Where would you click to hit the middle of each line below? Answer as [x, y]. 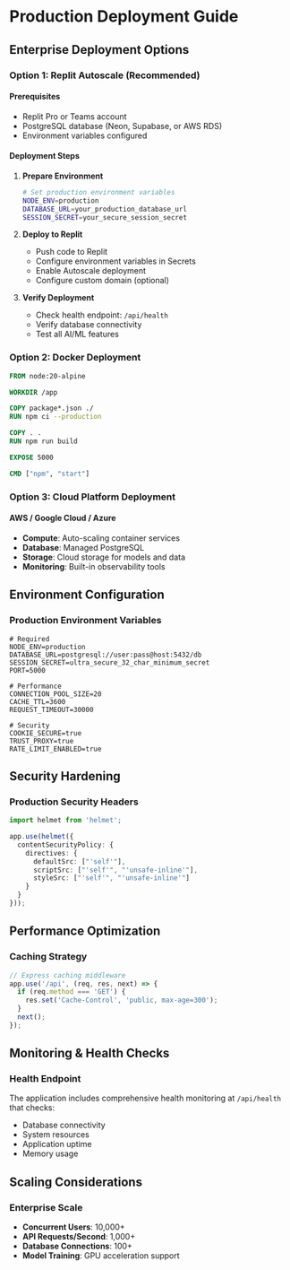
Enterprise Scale [46, 1207]
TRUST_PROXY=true [42, 741]
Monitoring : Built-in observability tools [94, 566]
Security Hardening [65, 776]
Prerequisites [35, 97]
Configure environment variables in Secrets [116, 261]
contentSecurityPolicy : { [66, 845]
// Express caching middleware [68, 975]
